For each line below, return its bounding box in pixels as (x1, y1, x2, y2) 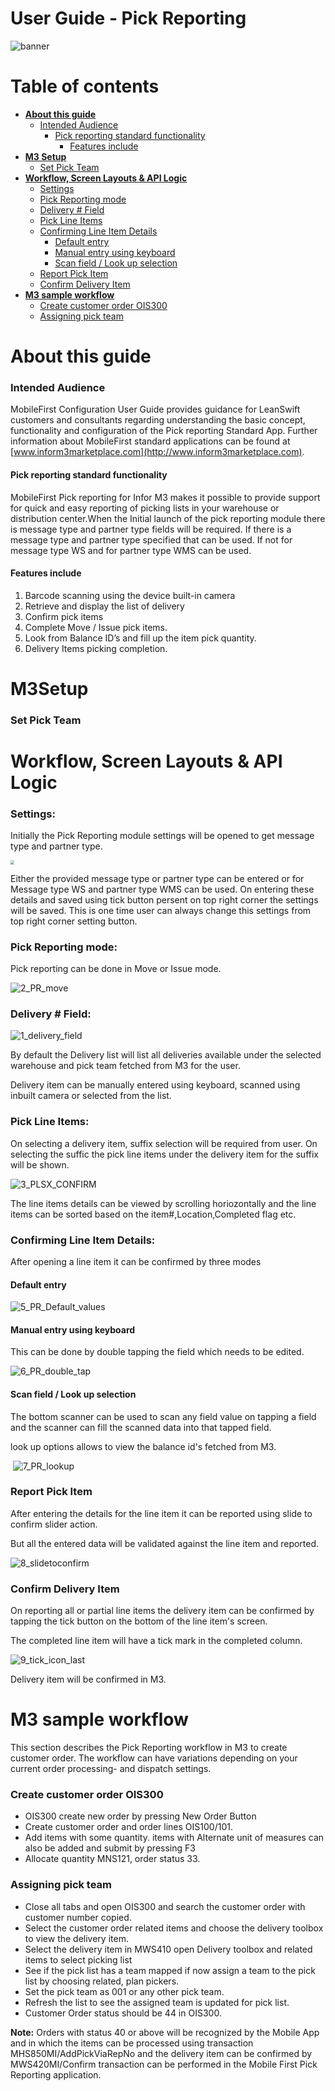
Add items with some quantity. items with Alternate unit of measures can (24, 1832, 325, 1844)
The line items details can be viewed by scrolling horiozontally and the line (10, 1197, 317, 1209)
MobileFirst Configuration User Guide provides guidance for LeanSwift (10, 403, 301, 416)
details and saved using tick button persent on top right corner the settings (10, 893, 319, 906)
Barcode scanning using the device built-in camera (24, 589, 236, 601)
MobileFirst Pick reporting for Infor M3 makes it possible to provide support (10, 491, 321, 503)
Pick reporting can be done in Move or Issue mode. (10, 963, 222, 975)
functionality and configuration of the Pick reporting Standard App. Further (10, 425, 318, 437)
